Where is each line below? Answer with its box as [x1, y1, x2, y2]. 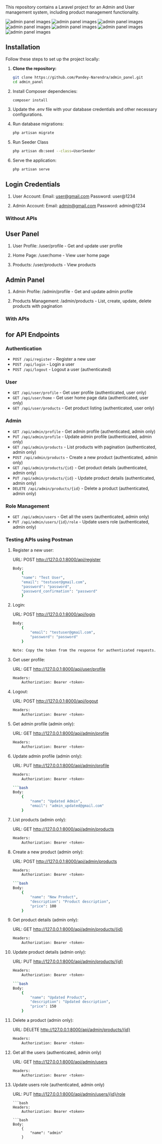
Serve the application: [12, 158, 57, 164]
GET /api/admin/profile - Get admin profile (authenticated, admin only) [12, 428, 156, 434]
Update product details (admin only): [12, 949, 86, 955]
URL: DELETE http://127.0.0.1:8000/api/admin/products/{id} [12, 1027, 130, 1033]
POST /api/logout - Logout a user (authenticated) [12, 367, 112, 372]
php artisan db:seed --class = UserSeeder [12, 148, 96, 154]
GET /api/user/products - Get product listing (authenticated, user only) [12, 405, 155, 411]
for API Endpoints [5, 331, 60, 339]
